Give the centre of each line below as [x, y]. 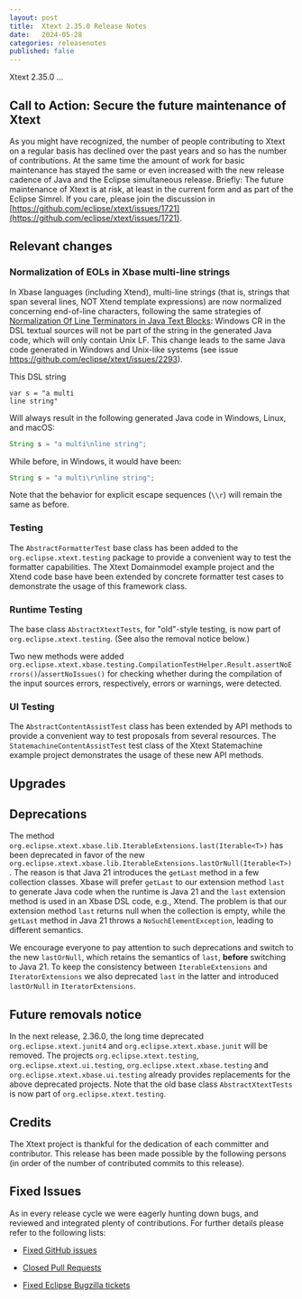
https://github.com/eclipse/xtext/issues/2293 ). [96, 359]
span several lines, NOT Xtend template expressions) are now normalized [146, 301]
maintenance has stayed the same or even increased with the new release [147, 170]
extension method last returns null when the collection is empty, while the [147, 911]
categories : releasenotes [58, 43]
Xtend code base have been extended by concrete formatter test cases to [146, 576]
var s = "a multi [42, 393]
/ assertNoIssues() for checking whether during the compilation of [160, 673]
